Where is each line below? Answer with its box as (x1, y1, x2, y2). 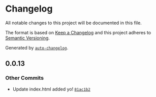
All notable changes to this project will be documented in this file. (5, 20, 142, 26)
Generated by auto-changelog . (5, 44, 69, 51)
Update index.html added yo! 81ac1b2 (12, 86, 90, 92)
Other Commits (5, 74, 44, 81)
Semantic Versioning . (5, 35, 50, 41)
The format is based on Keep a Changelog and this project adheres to (5, 29, 151, 35)
